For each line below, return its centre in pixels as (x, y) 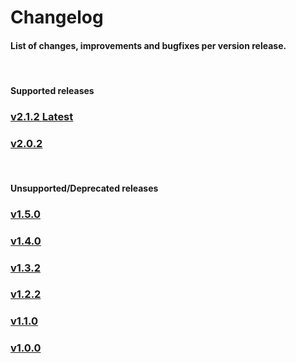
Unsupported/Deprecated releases (84, 188)
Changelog (57, 17)
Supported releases (52, 90)
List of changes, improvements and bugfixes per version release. (148, 45)
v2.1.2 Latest (42, 116)
